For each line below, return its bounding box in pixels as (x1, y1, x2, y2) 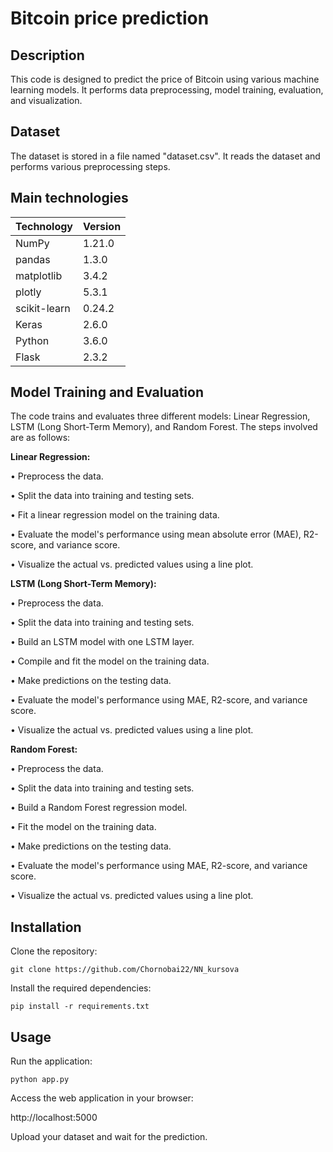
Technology (15, 219, 73, 233)
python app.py (10, 1075, 70, 1085)
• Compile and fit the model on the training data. (10, 655, 210, 667)
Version (83, 219, 122, 233)
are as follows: (10, 432, 71, 444)
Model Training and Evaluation (10, 384, 205, 401)
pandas (15, 252, 51, 266)
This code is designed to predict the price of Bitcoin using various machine (10, 73, 320, 85)
